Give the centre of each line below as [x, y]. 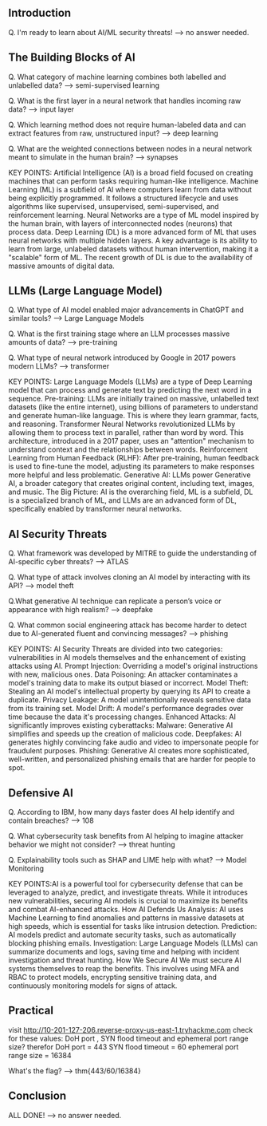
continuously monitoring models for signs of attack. [93, 986]
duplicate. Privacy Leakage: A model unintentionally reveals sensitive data [130, 700]
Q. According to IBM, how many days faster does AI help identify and [122, 812]
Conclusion [37, 1096]
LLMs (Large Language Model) [86, 291]
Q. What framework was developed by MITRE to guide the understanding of [133, 553]
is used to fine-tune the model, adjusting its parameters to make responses [132, 467]
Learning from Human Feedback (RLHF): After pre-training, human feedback [134, 458]
